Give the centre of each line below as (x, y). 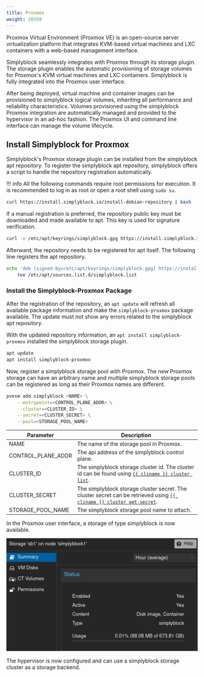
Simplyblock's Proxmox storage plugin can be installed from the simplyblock (102, 159)
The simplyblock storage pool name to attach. (134, 510)
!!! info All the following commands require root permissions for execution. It (101, 184)
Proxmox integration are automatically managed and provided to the (91, 112)
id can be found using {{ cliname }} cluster (133, 473)
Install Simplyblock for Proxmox (68, 144)
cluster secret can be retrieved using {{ (126, 495)
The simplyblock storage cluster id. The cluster (136, 467)
